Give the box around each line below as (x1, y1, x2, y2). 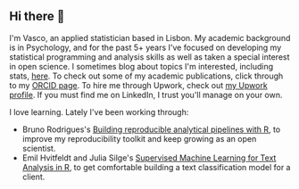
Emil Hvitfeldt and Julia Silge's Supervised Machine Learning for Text (21, 152, 277, 163)
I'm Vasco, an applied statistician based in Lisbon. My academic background (9, 32, 291, 43)
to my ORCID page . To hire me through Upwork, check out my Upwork (9, 79, 268, 90)
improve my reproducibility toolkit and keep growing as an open (21, 133, 257, 144)
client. (21, 171, 46, 182)
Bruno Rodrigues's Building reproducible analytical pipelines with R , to (21, 124, 281, 135)
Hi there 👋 (9, 9, 65, 24)
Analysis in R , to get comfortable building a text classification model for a (21, 161, 291, 172)
